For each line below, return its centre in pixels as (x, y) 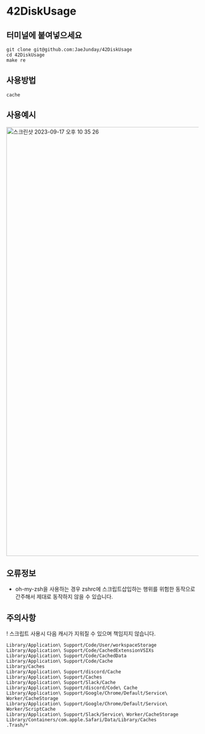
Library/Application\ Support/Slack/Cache (61, 683)
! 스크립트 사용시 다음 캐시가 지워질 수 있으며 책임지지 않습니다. (81, 634)
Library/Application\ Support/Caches (54, 677)
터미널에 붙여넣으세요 (44, 35)
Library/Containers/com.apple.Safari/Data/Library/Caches (81, 720)
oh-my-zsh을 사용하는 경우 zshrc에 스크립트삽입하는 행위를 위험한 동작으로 (105, 589)
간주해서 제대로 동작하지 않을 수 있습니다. (64, 597)
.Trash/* (17, 725)
